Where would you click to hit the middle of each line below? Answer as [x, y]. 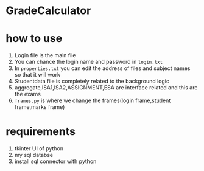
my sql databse [34, 155]
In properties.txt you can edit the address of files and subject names [102, 68]
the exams [27, 94]
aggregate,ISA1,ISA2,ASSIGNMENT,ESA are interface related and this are [106, 88]
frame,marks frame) [40, 107]
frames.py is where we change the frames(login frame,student [93, 100]
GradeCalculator [48, 11]
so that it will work [37, 75]
